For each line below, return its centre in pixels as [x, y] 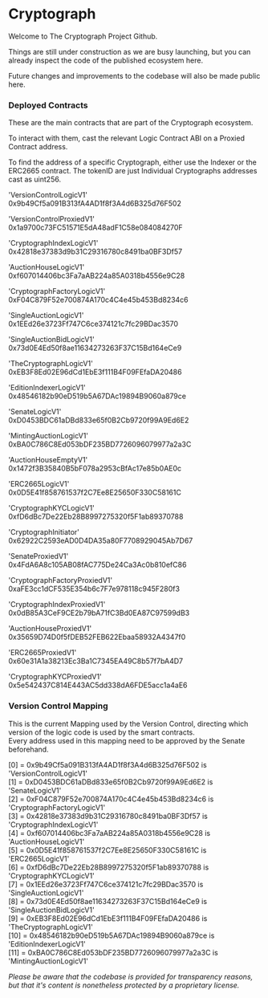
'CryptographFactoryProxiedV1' [61, 580]
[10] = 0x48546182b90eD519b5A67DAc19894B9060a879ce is [112, 935]
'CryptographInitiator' [44, 532]
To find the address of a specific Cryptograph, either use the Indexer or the [132, 162]
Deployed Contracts [48, 105]
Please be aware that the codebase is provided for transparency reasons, [131, 976]
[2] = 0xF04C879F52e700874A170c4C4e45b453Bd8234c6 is [111, 799]
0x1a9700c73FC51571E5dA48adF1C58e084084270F [95, 228]
